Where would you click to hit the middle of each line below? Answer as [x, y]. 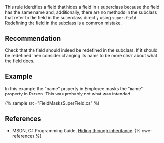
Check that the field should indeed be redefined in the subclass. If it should [81, 50]
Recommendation [33, 38]
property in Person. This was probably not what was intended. [68, 94]
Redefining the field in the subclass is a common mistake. [64, 23]
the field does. [20, 61]
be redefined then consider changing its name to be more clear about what [81, 55]
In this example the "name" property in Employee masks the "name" [74, 88]
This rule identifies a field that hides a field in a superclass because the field [82, 7]
